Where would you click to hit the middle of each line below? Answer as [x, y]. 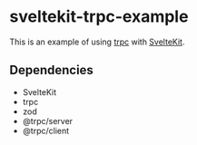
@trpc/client [46, 130]
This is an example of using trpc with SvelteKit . [97, 42]
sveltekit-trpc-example [99, 17]
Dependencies [51, 70]
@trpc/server [48, 121]
